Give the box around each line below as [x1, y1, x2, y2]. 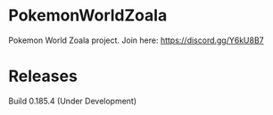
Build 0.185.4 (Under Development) [8, 95, 137, 106]
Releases [8, 66, 78, 86]
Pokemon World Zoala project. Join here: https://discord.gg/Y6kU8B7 [8, 35, 264, 45]
